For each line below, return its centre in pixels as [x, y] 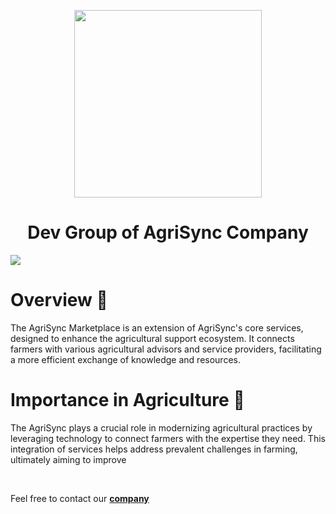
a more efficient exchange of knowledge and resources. [125, 359]
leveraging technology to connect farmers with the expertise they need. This [168, 438]
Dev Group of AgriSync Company [168, 232]
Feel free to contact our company [80, 498]
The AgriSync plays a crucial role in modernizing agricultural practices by [161, 427]
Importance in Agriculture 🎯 [127, 400]
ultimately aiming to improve [68, 459]
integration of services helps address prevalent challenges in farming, [154, 449]
